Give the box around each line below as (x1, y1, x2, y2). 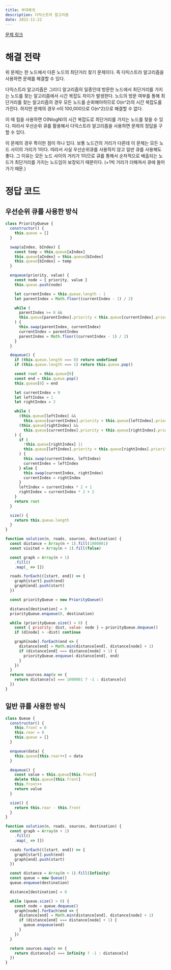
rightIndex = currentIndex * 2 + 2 (18, 490, 95, 495)
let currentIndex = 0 (14, 390, 60, 395)
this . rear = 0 (14, 730, 44, 735)
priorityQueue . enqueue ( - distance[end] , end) (23, 653, 120, 659)
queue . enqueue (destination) (10, 880, 70, 885)
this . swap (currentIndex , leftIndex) (23, 456, 101, 462)
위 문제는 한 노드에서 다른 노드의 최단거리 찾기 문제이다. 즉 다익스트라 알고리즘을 (5, 69, 164, 76)
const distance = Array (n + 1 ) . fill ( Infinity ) (10, 871, 110, 876)
